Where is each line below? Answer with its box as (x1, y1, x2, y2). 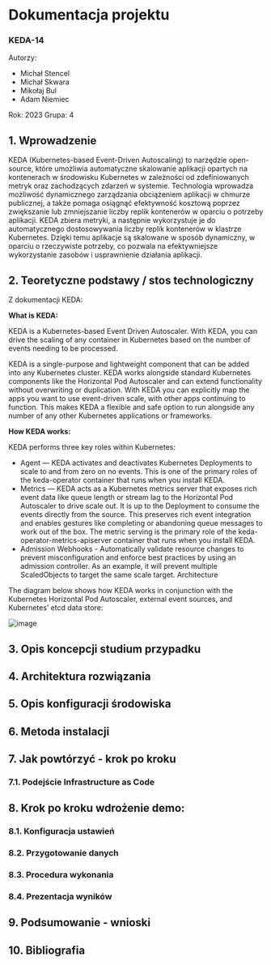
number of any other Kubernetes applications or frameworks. (8, 411, 213, 421)
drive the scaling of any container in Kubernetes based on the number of (8, 335, 251, 345)
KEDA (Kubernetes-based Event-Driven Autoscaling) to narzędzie (8, 156, 227, 165)
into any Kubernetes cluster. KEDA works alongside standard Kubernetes (8, 368, 252, 378)
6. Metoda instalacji (8, 724, 110, 738)
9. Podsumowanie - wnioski (8, 916, 151, 929)
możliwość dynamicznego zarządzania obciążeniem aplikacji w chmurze (8, 190, 251, 199)
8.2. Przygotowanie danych (8, 848, 119, 859)
